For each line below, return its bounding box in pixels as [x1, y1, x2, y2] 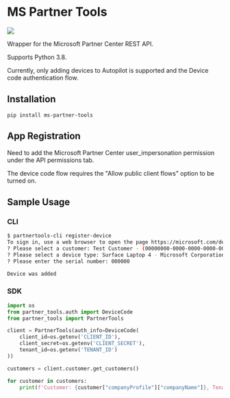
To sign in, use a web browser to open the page [7, 239, 149, 246]
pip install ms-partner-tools [7, 111, 94, 119]
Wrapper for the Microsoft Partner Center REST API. [7, 39, 154, 48]
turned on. [7, 176, 36, 185]
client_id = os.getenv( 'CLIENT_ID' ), [19, 333, 121, 340]
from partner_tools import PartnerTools [7, 315, 125, 322]
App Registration [7, 130, 81, 142]
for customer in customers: [7, 377, 88, 384]
